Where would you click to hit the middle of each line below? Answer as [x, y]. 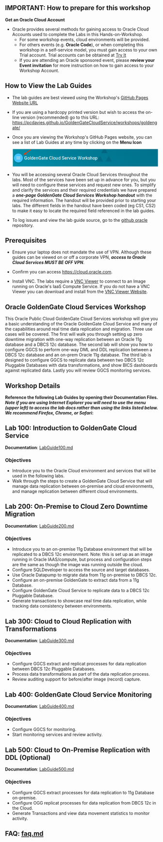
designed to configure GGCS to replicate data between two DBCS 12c [75, 360]
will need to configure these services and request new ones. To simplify [84, 185]
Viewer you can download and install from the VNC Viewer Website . [80, 292]
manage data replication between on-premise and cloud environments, [83, 486]
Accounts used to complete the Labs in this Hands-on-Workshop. [78, 34]
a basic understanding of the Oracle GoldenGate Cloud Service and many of [81, 324]
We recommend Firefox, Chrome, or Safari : [49, 412]
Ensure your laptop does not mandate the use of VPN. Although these [82, 252]
